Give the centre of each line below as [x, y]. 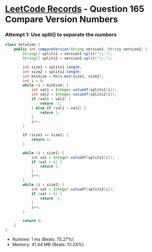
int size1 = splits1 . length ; [52, 67]
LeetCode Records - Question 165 [75, 9]
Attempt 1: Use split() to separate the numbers [61, 35]
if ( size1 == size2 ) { [46, 135]
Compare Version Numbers [62, 19]
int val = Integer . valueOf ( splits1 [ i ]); [73, 157]
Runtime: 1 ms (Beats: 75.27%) [43, 239]
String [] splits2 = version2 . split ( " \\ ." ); [67, 59]
